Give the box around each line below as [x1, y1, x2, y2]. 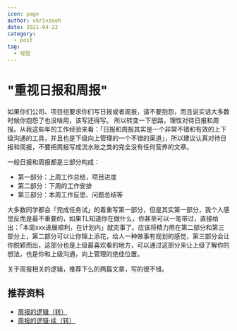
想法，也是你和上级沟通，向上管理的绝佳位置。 [7, 249, 143, 258]
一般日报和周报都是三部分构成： [7, 157, 100, 166]
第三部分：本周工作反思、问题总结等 [17, 190, 123, 199]
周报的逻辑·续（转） [17, 316, 75, 325]
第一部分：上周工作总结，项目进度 [17, 173, 117, 181]
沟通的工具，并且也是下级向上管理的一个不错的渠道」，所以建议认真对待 [13, 134, 221, 142]
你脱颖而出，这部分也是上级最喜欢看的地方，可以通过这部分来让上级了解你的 [7, 240, 230, 249]
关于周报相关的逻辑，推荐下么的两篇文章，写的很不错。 [7, 265, 168, 273]
